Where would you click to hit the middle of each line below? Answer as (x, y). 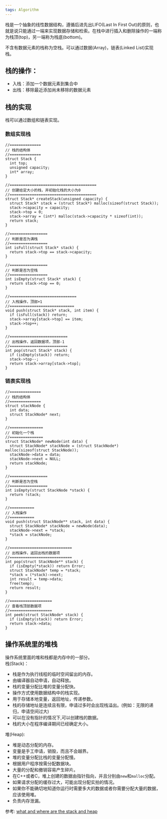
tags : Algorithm (22, 10)
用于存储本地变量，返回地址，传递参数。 (54, 699)
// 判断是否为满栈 (22, 239)
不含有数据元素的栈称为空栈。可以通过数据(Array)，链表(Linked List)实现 (80, 47)
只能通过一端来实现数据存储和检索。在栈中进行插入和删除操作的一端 (88, 31)
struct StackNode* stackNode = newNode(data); (59, 526)
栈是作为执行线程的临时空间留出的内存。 (54, 674)
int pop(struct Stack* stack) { (39, 350)
